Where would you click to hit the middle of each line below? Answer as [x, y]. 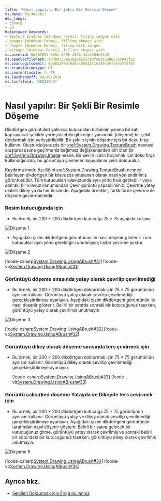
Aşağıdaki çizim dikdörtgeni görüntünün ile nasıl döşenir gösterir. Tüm [81, 237]
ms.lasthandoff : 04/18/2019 [33, 77]
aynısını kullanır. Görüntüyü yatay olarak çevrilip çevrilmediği [72, 295]
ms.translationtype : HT [29, 68]
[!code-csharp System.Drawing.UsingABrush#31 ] [54, 261]
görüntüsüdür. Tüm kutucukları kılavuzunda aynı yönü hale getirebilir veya [79, 180]
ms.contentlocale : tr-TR [30, 73]
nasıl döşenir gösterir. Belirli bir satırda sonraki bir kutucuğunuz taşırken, [84, 305]
